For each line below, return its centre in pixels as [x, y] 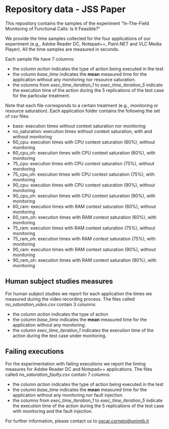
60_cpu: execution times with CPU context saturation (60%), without [84, 142]
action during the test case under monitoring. [60, 336]
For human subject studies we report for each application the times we [79, 294]
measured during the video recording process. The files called [70, 299]
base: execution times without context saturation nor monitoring [79, 126]
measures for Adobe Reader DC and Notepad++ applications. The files [79, 369]
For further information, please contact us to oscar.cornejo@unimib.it [77, 421]
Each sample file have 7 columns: [40, 59]
